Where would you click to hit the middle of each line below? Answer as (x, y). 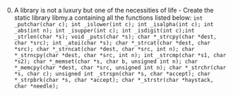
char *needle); (36, 86)
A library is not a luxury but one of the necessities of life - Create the (114, 10)
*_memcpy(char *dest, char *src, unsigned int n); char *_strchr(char (120, 68)
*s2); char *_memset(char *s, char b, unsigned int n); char (106, 61)
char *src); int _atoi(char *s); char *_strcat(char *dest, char (112, 43)
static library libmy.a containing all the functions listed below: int (108, 18)
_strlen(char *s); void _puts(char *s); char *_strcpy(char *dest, (115, 37)
